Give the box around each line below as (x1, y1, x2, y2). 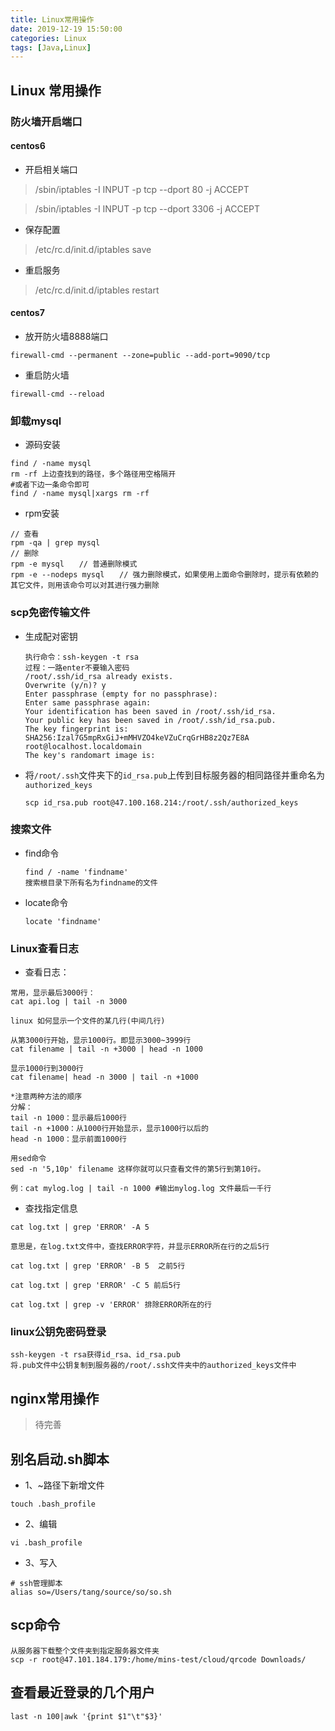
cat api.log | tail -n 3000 (10, 997, 128, 1007)
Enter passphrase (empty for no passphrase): (24, 689, 218, 699)
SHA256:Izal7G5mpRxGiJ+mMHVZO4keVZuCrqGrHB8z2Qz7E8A (24, 732, 250, 743)
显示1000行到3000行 (10, 1064, 84, 1074)
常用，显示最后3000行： (10, 988, 96, 998)
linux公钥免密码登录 (10, 1325, 107, 1339)
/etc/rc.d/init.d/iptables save (34, 243, 152, 255)
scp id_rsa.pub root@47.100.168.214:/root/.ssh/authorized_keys (24, 797, 299, 808)
